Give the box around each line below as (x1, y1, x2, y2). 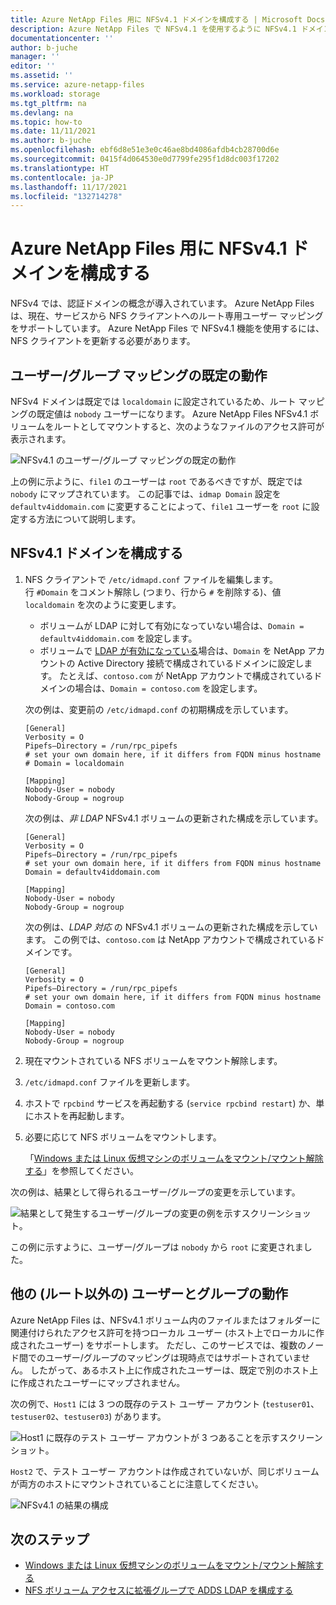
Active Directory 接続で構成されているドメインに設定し (77, 657, 305, 669)
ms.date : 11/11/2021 (10, 126, 97, 136)
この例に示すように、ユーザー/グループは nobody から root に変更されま (10, 1241, 304, 1253)
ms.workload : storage (10, 89, 101, 99)
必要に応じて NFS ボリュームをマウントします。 (24, 1131, 222, 1143)
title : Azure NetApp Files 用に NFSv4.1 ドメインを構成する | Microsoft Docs (10, 14, 326, 25)
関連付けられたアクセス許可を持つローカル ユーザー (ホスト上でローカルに (10, 1326, 316, 1338)
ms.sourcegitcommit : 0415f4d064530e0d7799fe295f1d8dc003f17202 (10, 154, 280, 164)
